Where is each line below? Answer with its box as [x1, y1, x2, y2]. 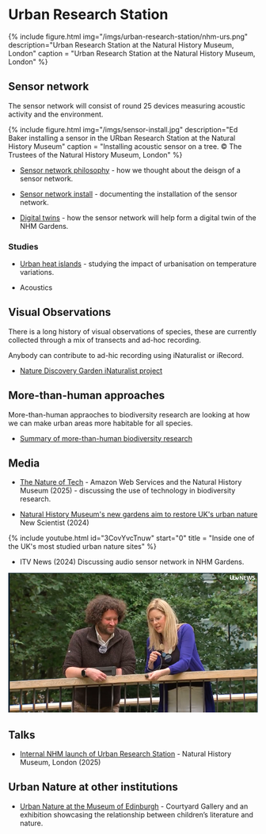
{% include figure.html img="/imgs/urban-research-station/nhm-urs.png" [8, 32, 248, 41]
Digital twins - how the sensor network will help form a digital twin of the [19, 212, 256, 223]
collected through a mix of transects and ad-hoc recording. [8, 335, 202, 345]
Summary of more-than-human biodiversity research [19, 433, 192, 443]
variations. [19, 268, 55, 277]
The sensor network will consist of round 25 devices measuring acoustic [8, 101, 245, 110]
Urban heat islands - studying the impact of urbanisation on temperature [19, 259, 257, 268]
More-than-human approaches [8, 389, 165, 402]
